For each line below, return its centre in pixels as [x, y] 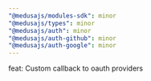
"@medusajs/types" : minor [51, 23]
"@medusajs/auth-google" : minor [62, 46]
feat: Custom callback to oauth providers [76, 68]
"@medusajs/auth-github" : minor [62, 38]
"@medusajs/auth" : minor [50, 30]
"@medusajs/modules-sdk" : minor [62, 16]
